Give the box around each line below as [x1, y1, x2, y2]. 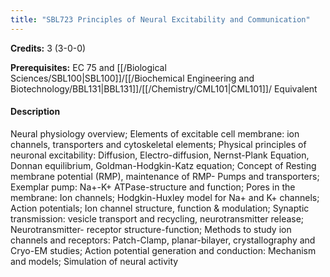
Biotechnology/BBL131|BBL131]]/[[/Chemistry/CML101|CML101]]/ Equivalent [10, 82, 318, 95]
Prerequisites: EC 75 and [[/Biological [10, 61, 167, 73]
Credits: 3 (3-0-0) [10, 42, 87, 54]
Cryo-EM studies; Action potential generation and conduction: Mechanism [10, 244, 317, 256]
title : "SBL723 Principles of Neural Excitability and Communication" [10, 14, 311, 25]
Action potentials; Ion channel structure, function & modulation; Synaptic [10, 202, 310, 214]
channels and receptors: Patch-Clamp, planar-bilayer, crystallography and [10, 234, 316, 246]
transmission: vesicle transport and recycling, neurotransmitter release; [10, 212, 305, 225]
